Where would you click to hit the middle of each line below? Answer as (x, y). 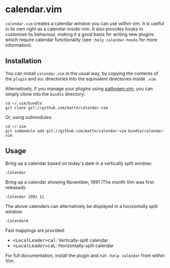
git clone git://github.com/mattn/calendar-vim (57, 108)
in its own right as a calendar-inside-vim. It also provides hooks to (74, 28)
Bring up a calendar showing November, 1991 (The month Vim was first (80, 182)
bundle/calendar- (147, 131)
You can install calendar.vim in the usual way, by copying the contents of (82, 73)
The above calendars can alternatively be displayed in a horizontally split (81, 206)
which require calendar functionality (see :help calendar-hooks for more (81, 40)
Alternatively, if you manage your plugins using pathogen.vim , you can (79, 88)
